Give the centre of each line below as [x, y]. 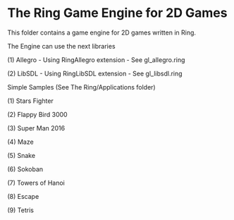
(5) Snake [21, 155]
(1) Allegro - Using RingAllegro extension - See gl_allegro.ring [96, 60]
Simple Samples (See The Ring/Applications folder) [82, 87]
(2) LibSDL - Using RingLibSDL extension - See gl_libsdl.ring [95, 73]
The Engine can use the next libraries [61, 46]
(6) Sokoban [25, 169]
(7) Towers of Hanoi [36, 183]
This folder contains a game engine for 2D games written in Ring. [101, 32]
